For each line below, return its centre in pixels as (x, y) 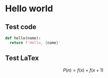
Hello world (29, 9)
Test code (21, 27)
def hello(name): (23, 38)
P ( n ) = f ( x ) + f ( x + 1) (83, 70)
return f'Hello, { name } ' (35, 42)
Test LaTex (22, 58)
